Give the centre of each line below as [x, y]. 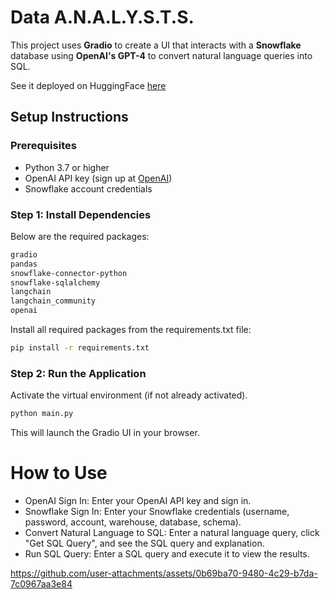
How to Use [59, 473]
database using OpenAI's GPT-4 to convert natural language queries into [161, 55]
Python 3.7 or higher [67, 167]
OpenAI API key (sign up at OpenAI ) [98, 178]
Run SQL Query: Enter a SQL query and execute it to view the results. [167, 554]
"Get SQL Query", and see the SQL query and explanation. [144, 543]
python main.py [42, 414]
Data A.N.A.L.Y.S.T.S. [102, 17]
